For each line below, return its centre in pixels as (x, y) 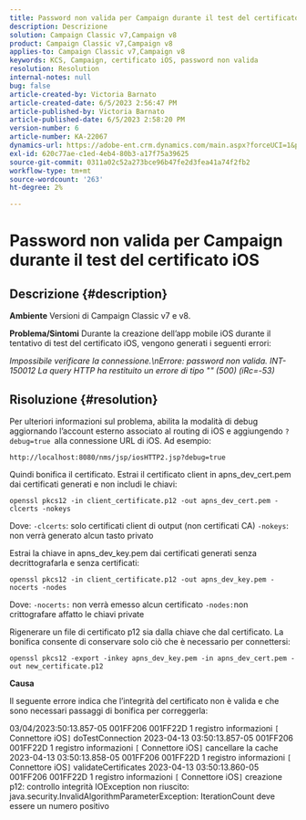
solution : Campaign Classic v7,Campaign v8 (93, 35)
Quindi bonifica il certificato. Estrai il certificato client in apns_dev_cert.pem (150, 474)
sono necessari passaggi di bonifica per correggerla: (109, 710)
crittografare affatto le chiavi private (77, 614)
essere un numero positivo (59, 805)
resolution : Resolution (55, 69)
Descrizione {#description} (89, 294)
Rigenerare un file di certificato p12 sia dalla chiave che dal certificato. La (147, 632)
